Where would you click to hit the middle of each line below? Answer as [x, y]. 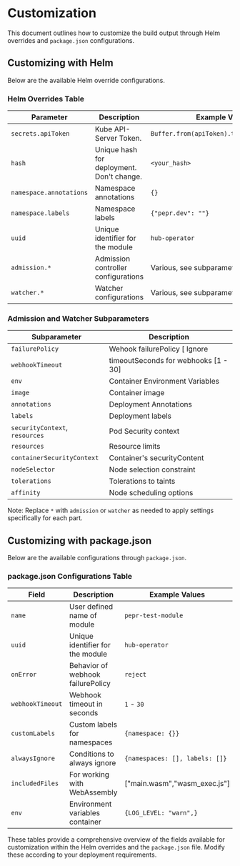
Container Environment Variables [164, 382]
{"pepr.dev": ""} [180, 213]
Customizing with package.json [80, 541]
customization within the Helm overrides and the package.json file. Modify [116, 847]
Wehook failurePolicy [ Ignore [159, 349]
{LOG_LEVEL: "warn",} [161, 813]
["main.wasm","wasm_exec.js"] [177, 784]
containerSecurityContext [55, 458]
